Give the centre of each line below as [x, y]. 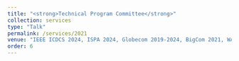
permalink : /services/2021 [47, 33]
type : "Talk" [27, 27]
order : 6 [20, 46]
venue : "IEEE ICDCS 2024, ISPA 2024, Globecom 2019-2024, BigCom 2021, [116, 40]
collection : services [39, 20]
